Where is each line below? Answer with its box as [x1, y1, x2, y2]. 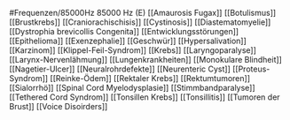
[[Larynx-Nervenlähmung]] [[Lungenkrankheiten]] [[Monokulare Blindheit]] [9, 55, 282, 64]
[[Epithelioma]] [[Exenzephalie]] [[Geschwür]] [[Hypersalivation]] [9, 35, 247, 46]
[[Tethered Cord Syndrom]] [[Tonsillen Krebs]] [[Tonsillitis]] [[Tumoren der [9, 92, 281, 102]
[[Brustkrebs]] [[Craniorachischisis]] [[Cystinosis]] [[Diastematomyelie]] [9, 17, 271, 27]
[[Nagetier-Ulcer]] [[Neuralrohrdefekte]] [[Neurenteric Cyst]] [9, 64, 231, 74]
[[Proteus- [231, 64, 270, 74]
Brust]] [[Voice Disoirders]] [9, 101, 108, 111]
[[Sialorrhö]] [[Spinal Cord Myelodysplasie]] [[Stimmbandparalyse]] [9, 83, 255, 93]
